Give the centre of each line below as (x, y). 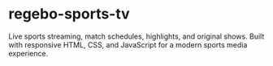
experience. (28, 53)
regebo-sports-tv (69, 14)
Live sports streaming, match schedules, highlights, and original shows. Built (136, 36)
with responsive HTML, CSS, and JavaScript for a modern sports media (128, 44)
